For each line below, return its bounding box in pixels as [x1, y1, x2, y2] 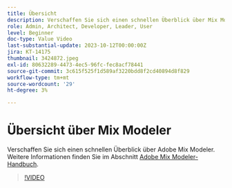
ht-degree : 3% [7, 87, 48, 94]
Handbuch [7, 160, 37, 169]
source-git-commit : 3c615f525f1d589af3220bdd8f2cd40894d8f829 [7, 67, 190, 74]
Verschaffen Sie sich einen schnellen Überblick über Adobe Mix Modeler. [7, 145, 215, 154]
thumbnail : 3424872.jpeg [7, 55, 79, 62]
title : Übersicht [7, 10, 57, 17]
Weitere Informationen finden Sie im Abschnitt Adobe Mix [7, 153, 171, 161]
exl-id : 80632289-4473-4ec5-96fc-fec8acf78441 [7, 61, 144, 68]
